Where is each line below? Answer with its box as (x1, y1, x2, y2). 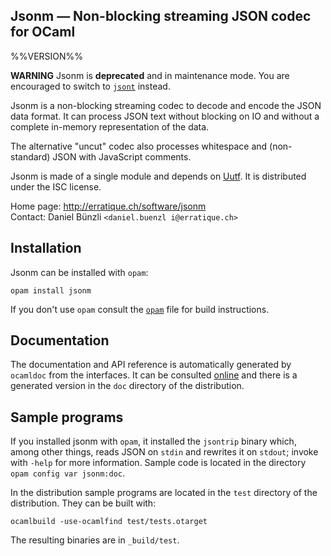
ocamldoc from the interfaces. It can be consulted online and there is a (10, 369, 298, 381)
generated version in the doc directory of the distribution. (10, 380, 245, 392)
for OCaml (10, 24, 76, 41)
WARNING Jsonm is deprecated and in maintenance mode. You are (10, 69, 290, 81)
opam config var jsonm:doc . (10, 467, 126, 479)
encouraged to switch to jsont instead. (10, 80, 171, 92)
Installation (10, 240, 82, 257)
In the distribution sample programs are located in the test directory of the (10, 487, 318, 499)
